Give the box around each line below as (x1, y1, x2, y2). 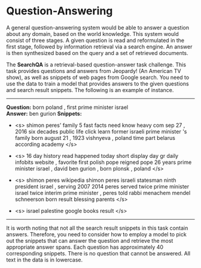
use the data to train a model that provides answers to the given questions (6, 80, 190, 87)
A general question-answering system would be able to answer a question (6, 24, 190, 31)
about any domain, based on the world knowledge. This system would (6, 30, 179, 37)
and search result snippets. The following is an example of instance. (6, 86, 174, 93)
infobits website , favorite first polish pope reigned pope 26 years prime (14, 159, 192, 166)
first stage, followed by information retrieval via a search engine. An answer (6, 43, 193, 50)
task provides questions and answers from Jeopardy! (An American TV (6, 67, 181, 74)
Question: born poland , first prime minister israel (6, 103, 129, 111)
